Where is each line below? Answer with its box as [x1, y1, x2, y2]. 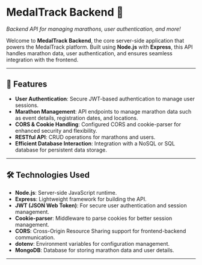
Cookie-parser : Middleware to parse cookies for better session [14, 215, 173, 222]
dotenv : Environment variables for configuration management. [14, 240, 170, 247]
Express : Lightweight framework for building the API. [14, 195, 147, 203]
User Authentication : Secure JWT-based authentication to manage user [14, 95, 195, 102]
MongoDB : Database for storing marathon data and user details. [14, 246, 174, 254]
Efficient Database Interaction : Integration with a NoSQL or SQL [14, 139, 176, 147]
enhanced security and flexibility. [14, 127, 97, 134]
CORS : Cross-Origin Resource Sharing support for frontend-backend [14, 227, 186, 234]
